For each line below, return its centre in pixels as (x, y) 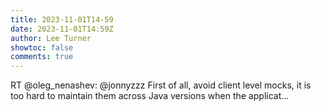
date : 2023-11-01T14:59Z (62, 29)
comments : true (42, 57)
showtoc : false (42, 47)
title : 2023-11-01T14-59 (62, 19)
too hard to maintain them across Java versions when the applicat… (150, 96)
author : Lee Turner (51, 38)
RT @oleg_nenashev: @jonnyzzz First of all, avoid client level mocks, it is (161, 85)
